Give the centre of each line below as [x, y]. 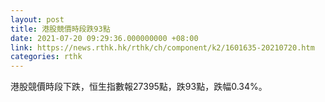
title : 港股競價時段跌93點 [60, 29]
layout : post [37, 19]
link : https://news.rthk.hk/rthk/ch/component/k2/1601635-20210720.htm [162, 47]
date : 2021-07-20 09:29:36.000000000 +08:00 [104, 38]
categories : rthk [46, 57]
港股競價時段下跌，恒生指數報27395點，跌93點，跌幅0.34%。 [139, 87]
